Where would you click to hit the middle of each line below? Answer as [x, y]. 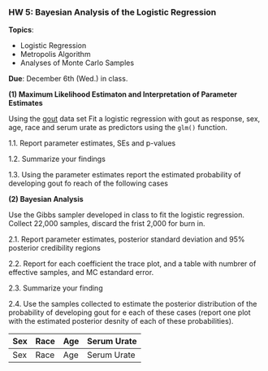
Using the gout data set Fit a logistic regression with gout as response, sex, [134, 119]
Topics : [21, 30]
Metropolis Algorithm [55, 55]
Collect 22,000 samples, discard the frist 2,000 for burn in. [107, 224]
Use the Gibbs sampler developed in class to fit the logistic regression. [127, 215]
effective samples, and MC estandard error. [81, 273]
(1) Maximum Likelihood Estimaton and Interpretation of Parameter [123, 94]
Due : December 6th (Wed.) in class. [68, 79]
